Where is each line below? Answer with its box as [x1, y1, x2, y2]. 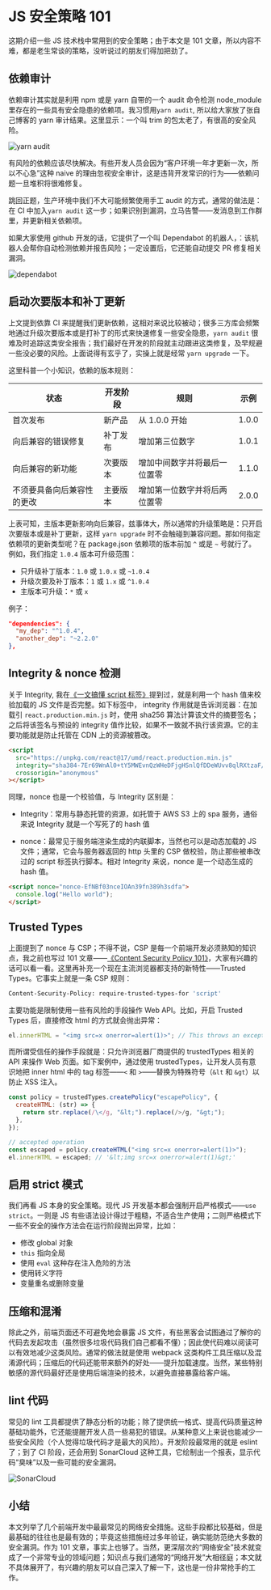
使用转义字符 [19, 1268, 63, 1278]
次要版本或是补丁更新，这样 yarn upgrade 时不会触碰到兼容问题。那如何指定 [8, 528, 261, 538]
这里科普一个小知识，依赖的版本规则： [8, 365, 135, 375]
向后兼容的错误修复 [12, 435, 86, 447]
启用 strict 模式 [8, 1177, 83, 1191]
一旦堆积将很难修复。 [15, 178, 86, 188]
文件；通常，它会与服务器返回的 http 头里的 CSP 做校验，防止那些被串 [19, 846, 254, 856]
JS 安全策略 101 [8, 7, 111, 26]
